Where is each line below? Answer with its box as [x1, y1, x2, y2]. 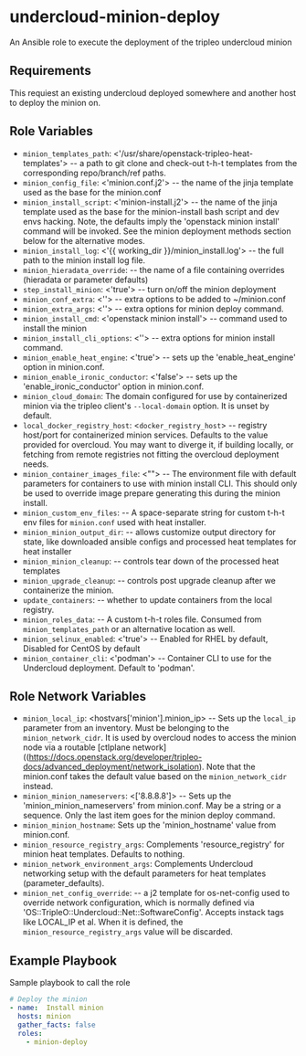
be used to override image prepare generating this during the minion [22, 487, 281, 499]
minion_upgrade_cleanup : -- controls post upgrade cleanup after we [22, 575, 276, 586]
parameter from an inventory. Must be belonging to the [22, 723, 230, 734]
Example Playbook [9, 953, 117, 968]
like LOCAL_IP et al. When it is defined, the [22, 916, 184, 928]
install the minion [22, 322, 88, 333]
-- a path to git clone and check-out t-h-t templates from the [69, 157, 298, 168]
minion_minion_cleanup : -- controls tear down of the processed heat [22, 555, 280, 566]
